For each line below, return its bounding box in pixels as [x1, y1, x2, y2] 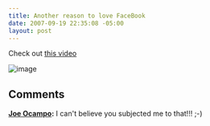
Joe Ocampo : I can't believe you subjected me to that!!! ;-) [8, 109, 203, 119]
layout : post [8, 26, 52, 35]
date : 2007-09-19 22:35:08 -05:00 [8, 19, 125, 27]
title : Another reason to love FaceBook [8, 11, 146, 20]
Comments [8, 87, 65, 101]
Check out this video [8, 49, 77, 59]
